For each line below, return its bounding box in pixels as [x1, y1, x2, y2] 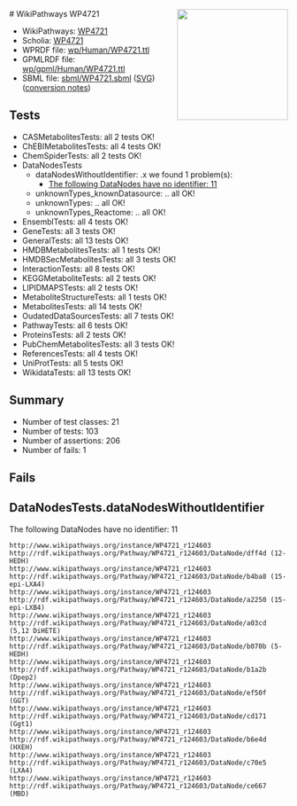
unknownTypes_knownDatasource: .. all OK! [34, 188, 196, 199]
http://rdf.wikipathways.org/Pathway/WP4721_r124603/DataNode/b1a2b [9, 665, 267, 674]
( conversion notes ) [21, 82, 91, 92]
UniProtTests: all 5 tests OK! [21, 357, 124, 368]
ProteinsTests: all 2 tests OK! [21, 329, 126, 340]
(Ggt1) [9, 719, 34, 728]
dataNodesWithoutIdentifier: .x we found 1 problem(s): [34, 168, 232, 180]
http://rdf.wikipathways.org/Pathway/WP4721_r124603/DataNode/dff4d [9, 549, 267, 558]
